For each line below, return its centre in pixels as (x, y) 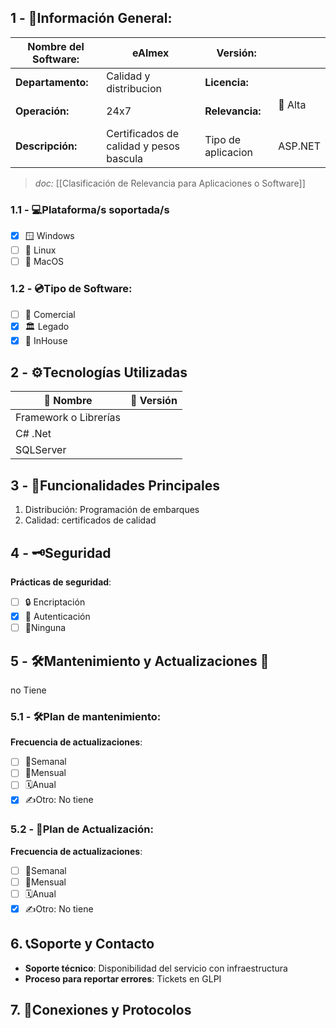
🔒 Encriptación (55, 602)
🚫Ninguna (45, 628)
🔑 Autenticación (57, 617)
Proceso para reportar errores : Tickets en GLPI (123, 978)
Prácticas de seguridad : (61, 582)
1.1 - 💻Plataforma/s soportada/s (90, 209)
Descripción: (46, 146)
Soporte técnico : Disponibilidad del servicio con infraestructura (156, 968)
